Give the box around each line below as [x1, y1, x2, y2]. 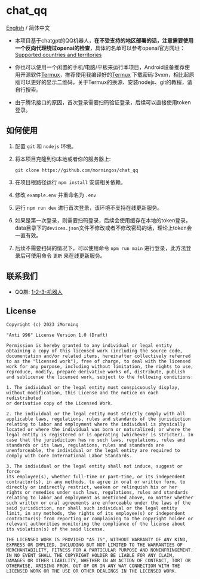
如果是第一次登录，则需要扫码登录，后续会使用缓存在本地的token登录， [14, 216, 191, 224]
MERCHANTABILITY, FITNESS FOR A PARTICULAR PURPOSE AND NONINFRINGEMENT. [6, 547, 194, 553]
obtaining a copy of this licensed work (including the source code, [6, 348, 183, 354]
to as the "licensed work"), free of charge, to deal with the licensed [6, 358, 191, 364]
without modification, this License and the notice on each [6, 390, 159, 396]
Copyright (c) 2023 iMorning [6, 322, 79, 328]
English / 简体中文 [6, 24, 50, 31]
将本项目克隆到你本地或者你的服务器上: [14, 155, 111, 162]
